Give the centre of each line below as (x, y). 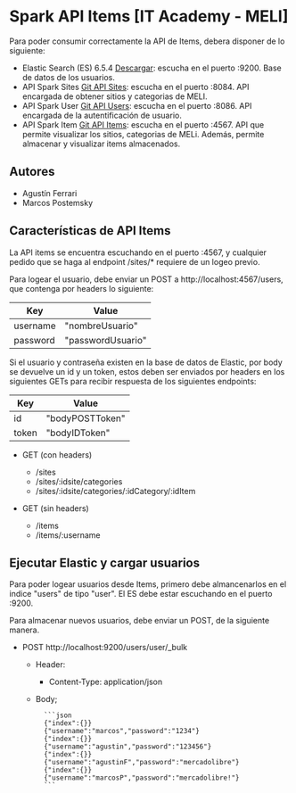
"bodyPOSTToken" (86, 418)
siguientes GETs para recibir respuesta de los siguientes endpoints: (133, 381)
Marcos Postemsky (58, 202)
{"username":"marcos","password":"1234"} (122, 731)
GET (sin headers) (55, 508)
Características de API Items (90, 231)
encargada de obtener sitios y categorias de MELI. (115, 96)
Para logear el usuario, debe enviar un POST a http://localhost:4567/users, (146, 279)
